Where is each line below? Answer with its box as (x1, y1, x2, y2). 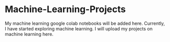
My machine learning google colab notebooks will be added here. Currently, (5, 20, 165, 26)
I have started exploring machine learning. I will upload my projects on (5, 25, 153, 31)
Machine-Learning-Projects (5, 4, 126, 15)
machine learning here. (5, 31, 54, 37)
